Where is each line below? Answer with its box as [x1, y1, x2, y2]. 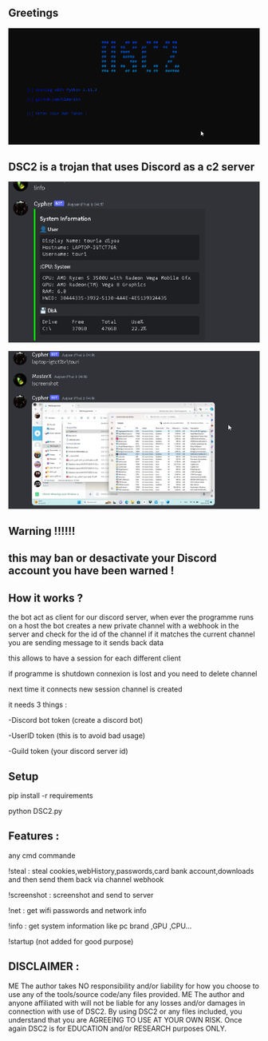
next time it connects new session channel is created [8, 684, 183, 694]
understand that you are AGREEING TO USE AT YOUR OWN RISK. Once [8, 1015, 242, 1024]
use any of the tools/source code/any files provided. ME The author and [8, 989, 245, 999]
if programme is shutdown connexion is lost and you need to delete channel [8, 669, 258, 679]
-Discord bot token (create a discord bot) [8, 716, 144, 725]
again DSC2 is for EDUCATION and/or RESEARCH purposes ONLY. [8, 1023, 227, 1033]
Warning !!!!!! [8, 524, 76, 538]
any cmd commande [8, 851, 76, 860]
